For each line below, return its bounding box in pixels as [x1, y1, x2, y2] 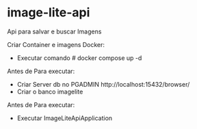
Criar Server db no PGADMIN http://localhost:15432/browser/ [16, 80, 190, 88]
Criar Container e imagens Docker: [7, 40, 105, 48]
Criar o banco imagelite [16, 87, 83, 96]
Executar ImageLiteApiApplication [16, 114, 113, 122]
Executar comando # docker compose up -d [16, 53, 142, 62]
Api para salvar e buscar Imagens [7, 27, 102, 35]
